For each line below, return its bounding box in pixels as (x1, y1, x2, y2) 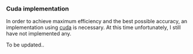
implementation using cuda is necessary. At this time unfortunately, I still (6, 24, 181, 31)
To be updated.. (6, 41, 45, 48)
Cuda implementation (6, 5, 69, 13)
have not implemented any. (6, 30, 72, 37)
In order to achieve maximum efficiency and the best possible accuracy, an (6, 18, 188, 25)
